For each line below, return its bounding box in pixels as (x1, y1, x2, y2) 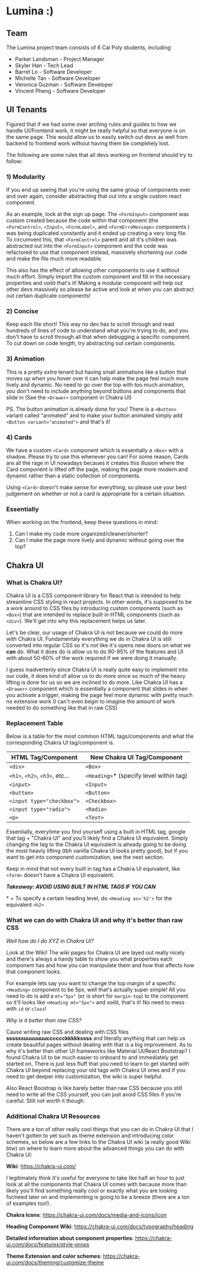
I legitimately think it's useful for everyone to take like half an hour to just (6, 1174, 185, 1181)
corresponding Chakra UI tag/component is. (6, 739, 115, 746)
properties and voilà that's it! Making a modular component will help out (6, 280, 183, 287)
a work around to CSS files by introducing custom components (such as (6, 604, 183, 611)
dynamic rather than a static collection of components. (6, 472, 141, 479)
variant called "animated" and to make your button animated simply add (6, 411, 183, 419)
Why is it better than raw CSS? (6, 1016, 82, 1023)
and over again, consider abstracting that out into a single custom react (6, 193, 182, 200)
